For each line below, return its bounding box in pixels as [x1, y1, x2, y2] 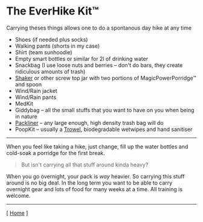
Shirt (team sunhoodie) [14, 48, 72, 55]
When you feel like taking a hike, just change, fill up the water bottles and [6, 143, 188, 150]
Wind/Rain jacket [14, 87, 57, 94]
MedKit [14, 100, 33, 107]
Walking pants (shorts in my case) [14, 42, 100, 49]
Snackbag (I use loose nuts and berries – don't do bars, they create [14, 62, 183, 69]
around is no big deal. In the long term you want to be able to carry [6, 179, 173, 186]
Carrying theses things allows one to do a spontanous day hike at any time [6, 24, 192, 31]
